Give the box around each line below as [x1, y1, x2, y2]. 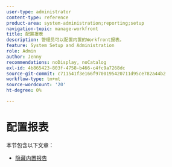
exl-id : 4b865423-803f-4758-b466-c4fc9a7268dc [6, 65, 126, 71]
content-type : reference [6, 14, 69, 20]
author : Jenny [6, 54, 42, 60]
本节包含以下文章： [6, 141, 54, 148]
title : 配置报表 [6, 31, 43, 37]
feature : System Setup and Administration [6, 43, 115, 49]
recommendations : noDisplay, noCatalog [6, 59, 107, 65]
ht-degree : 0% [6, 87, 42, 93]
